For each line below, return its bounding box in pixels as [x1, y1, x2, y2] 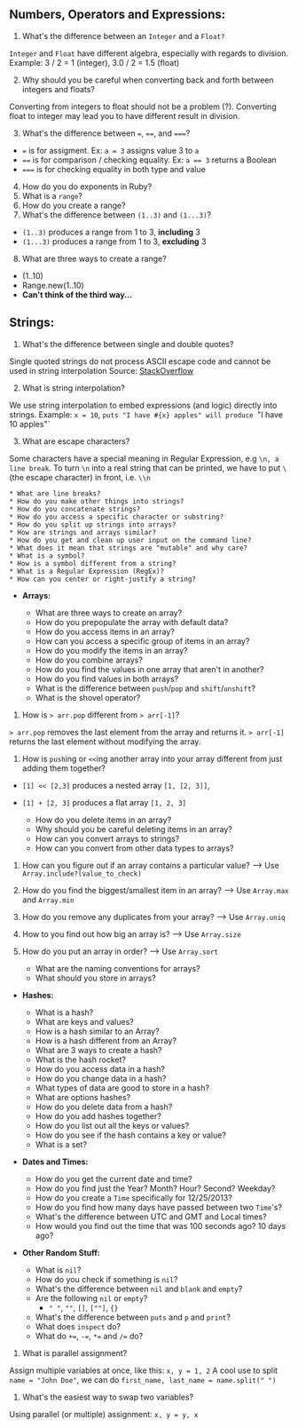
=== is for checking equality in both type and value [21, 163, 206, 174]
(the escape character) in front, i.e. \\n [9, 472, 151, 482]
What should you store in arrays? [35, 972, 157, 983]
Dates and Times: [21, 1156, 89, 1167]
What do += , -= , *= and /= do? [35, 1330, 144, 1341]
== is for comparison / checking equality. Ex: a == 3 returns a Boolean [21, 155, 277, 165]
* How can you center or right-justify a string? [9, 575, 197, 583]
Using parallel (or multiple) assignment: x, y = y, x [9, 1408, 199, 1419]
